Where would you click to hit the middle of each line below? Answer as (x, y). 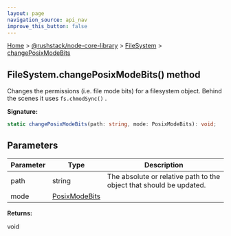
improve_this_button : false (47, 26)
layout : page (26, 13)
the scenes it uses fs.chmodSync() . (57, 98)
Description (164, 165)
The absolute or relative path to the (164, 176)
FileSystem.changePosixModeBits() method (104, 74)
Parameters (33, 146)
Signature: (22, 112)
